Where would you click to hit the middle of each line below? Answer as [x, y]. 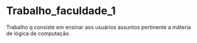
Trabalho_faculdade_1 [61, 11]
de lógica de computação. [38, 33]
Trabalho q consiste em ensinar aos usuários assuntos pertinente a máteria [98, 27]
